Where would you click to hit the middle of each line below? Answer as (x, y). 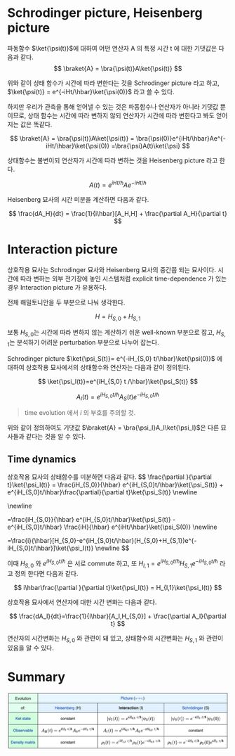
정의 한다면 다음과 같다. (46, 573)
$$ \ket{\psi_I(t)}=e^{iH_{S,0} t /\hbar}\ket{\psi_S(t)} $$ (118, 381)
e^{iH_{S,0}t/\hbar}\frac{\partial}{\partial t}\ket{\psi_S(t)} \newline (102, 492)
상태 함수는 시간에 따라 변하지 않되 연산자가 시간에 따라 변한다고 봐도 (121, 115)
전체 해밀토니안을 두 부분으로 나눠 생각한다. (66, 302)
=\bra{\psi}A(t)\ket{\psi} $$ (151, 146)
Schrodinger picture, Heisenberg (105, 13)
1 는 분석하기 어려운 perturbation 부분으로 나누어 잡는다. (83, 343)
